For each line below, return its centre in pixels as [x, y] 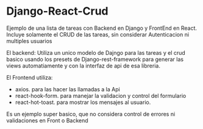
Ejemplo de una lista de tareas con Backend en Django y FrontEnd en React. [101, 28]
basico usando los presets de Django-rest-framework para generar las [95, 59]
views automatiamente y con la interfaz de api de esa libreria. [83, 66]
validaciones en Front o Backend [47, 120]
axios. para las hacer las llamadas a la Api [67, 89]
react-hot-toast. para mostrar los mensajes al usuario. [83, 102]
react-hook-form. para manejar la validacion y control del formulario [101, 96]
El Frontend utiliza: [30, 77]
